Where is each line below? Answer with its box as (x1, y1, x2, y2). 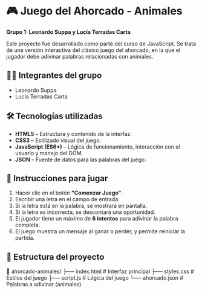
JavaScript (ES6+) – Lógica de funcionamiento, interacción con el (15, 143, 180, 150)
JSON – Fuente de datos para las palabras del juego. (15, 156, 146, 163)
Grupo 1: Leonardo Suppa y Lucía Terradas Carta (6, 28, 131, 36)
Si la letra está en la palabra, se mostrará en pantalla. (15, 202, 148, 210)
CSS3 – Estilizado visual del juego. (15, 137, 102, 144)
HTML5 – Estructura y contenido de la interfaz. (15, 130, 132, 137)
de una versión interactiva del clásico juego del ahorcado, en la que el (6, 46, 181, 54)
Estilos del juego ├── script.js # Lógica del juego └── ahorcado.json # (6, 274, 183, 282)
